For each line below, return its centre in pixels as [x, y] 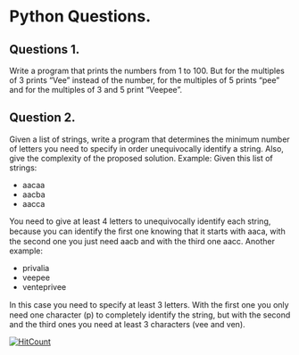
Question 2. [42, 118]
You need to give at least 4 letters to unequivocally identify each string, [140, 221]
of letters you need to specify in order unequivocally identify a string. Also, [146, 148]
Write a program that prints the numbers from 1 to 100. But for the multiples [147, 70]
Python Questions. [80, 17]
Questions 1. [45, 50]
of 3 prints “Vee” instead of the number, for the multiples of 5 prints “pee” [145, 80]
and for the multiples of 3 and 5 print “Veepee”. [96, 90]
